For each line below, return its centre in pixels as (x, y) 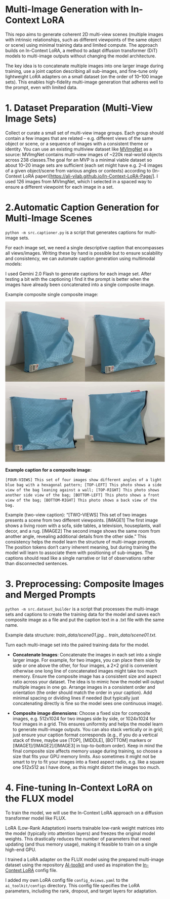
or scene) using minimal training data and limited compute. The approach (81, 45)
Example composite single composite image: (52, 294)
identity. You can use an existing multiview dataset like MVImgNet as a (79, 149)
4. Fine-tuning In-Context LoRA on (79, 788)
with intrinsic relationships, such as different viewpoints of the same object (83, 40)
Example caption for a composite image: (49, 470)
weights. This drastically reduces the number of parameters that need (78, 838)
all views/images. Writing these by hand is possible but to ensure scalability (84, 253)
